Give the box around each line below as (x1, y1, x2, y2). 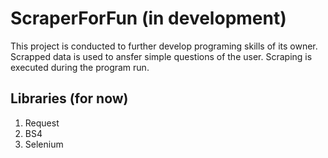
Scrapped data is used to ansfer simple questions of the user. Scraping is (10, 50, 313, 62)
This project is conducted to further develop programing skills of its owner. (10, 40, 318, 52)
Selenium (24, 138, 64, 150)
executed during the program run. (10, 61, 150, 73)
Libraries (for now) (10, 90, 129, 107)
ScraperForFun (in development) (10, 7, 287, 30)
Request (24, 117, 60, 129)
